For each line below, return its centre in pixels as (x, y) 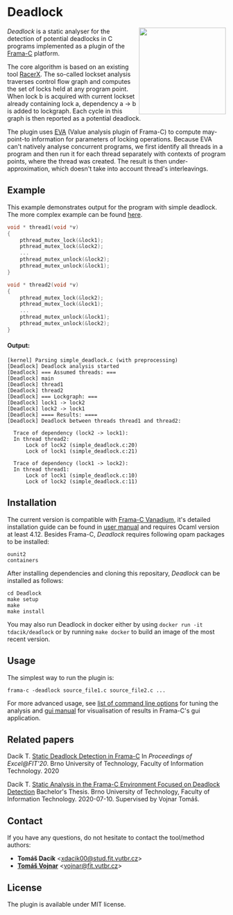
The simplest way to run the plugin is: (61, 677)
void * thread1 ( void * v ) (43, 227)
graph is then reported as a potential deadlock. (74, 118)
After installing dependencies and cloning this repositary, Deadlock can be (114, 573)
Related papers (41, 739)
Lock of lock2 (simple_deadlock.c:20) (81, 445)
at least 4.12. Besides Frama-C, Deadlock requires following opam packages (116, 534)
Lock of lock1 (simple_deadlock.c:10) (81, 476)
